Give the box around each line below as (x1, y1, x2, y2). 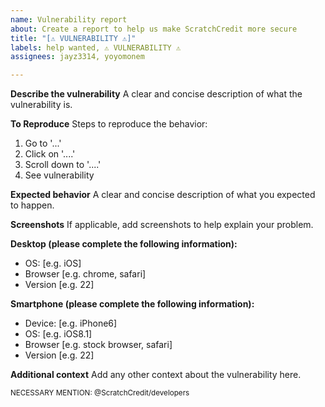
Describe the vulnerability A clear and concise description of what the (10, 88, 303, 100)
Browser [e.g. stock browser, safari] (24, 339, 173, 351)
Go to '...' (24, 137, 62, 150)
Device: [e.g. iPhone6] (24, 317, 118, 330)
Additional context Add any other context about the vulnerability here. (10, 369, 302, 381)
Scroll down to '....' (24, 159, 102, 171)
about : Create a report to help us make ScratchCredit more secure (10, 24, 298, 34)
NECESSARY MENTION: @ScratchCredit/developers (10, 388, 190, 398)
